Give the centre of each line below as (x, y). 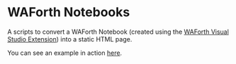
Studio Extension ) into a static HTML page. (70, 39)
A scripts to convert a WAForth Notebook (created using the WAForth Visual (118, 32)
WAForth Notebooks (69, 12)
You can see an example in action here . (65, 53)
